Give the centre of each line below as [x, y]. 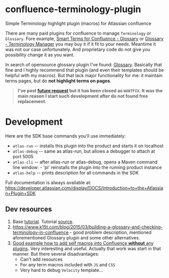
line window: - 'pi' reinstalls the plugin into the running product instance [87, 167]
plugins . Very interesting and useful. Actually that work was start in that [87, 248]
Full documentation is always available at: [48, 182]
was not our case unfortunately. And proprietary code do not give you [78, 49]
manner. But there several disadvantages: [56, 254]
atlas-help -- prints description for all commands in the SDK [75, 172]
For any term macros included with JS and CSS [68, 264]
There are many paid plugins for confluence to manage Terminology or [78, 33]
